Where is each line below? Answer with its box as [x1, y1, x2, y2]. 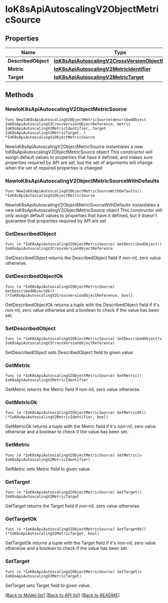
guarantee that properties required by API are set [5, 218, 106, 224]
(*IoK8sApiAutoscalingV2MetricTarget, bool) [5, 531, 99, 536]
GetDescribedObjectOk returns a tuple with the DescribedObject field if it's [5, 302, 159, 308]
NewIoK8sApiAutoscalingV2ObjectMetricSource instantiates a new [5, 143, 143, 149]
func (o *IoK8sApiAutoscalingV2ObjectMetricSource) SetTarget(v [5, 569, 142, 574]
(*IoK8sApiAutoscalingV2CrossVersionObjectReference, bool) [5, 293, 133, 298]
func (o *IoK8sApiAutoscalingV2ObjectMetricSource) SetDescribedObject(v [5, 336, 162, 341]
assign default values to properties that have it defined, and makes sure [5, 154, 153, 160]
